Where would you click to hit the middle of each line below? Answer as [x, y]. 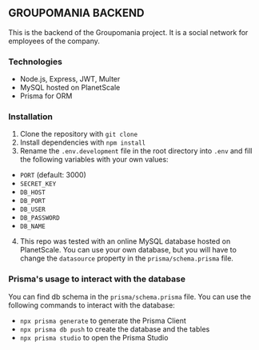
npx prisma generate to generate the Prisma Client [103, 320]
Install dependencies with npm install [83, 142]
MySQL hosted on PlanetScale [70, 88]
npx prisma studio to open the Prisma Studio [94, 337]
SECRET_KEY [38, 184]
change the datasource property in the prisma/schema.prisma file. [127, 258]
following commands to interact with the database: [92, 305]
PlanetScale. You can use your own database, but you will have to [128, 250]
